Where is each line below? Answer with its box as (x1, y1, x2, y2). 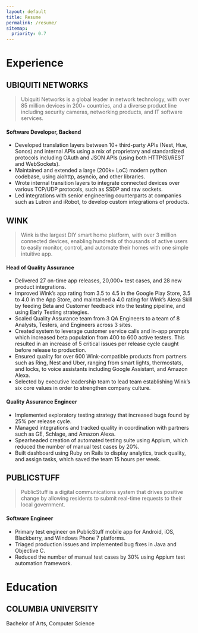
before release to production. (14, 347, 87, 354)
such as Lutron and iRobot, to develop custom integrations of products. (14, 199, 190, 206)
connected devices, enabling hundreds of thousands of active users (20, 238, 188, 245)
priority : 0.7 (11, 31, 46, 37)
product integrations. (14, 284, 67, 291)
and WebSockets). (14, 160, 61, 168)
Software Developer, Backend (6, 128, 81, 136)
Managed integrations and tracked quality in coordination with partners (14, 424, 189, 431)
